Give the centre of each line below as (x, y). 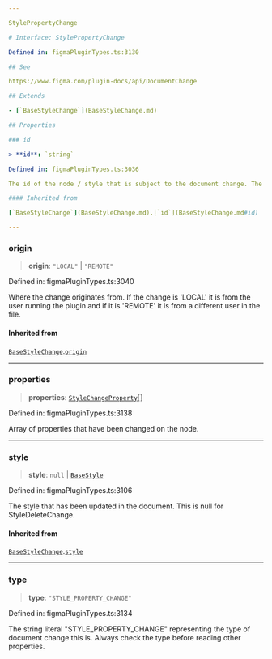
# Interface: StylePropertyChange (67, 37)
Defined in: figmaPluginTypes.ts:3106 (70, 491)
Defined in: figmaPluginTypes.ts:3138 (70, 413)
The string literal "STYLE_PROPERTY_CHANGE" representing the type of (130, 629)
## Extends (27, 96)
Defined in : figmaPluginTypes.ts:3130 (74, 52)
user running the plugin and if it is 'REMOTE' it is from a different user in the (134, 306)
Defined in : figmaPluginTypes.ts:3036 (74, 169)
